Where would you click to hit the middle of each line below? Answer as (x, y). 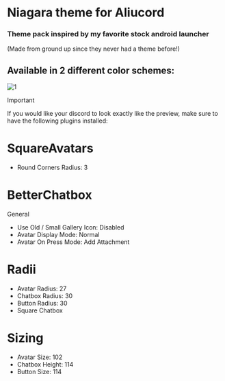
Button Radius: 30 (42, 304)
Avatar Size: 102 (40, 357)
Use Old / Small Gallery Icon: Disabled (70, 228)
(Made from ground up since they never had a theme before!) (93, 49)
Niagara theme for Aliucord (86, 13)
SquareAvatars (50, 148)
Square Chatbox (40, 310)
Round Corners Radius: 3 (52, 168)
